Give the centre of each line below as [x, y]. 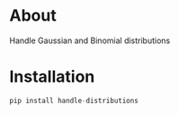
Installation [52, 77]
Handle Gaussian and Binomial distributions [90, 40]
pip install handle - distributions [74, 101]
